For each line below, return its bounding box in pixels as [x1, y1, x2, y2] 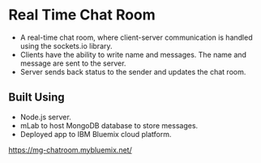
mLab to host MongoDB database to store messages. [19, 120, 199, 131]
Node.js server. [19, 112, 71, 122]
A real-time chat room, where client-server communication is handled [19, 32, 253, 42]
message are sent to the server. [19, 58, 126, 68]
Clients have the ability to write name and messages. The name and [19, 49, 247, 59]
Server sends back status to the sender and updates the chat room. [19, 66, 246, 76]
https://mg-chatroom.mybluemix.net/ [8, 144, 132, 155]
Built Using [8, 91, 65, 105]
